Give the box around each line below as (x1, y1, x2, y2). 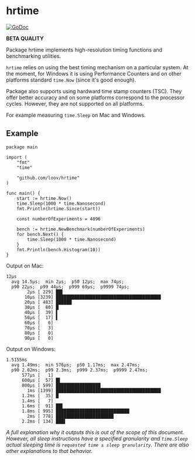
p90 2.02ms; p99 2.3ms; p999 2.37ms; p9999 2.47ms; (11, 367, 148, 373)
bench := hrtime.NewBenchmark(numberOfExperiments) (16, 226, 145, 232)
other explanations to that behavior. (6, 447, 93, 454)
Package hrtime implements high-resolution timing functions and (6, 46, 163, 53)
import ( (6, 154, 28, 160)
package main (6, 144, 38, 150)
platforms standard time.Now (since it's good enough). (6, 76, 136, 83)
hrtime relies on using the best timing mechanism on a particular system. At (6, 63, 189, 71)
